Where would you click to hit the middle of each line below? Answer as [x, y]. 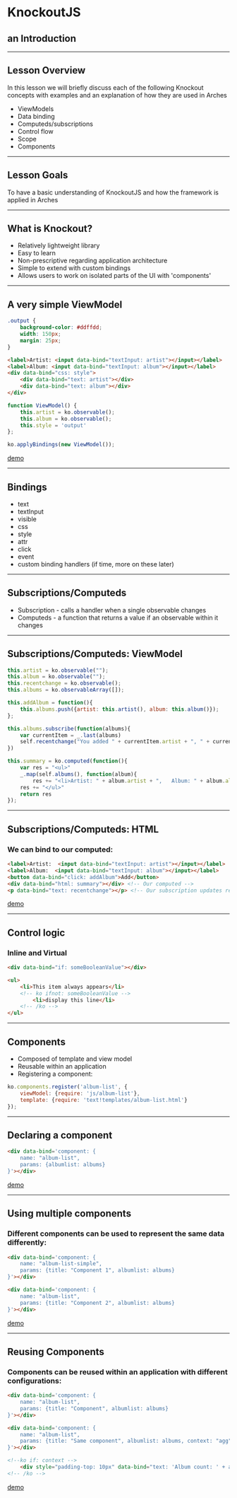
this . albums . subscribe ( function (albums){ [69, 728]
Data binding [36, 116]
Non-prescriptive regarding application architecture [92, 261]
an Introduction [42, 39]
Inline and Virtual [37, 953]
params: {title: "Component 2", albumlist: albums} [97, 1303]
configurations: [35, 1381]
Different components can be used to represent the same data [116, 1233]
